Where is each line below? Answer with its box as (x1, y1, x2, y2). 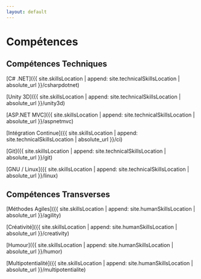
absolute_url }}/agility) (6, 212, 61, 219)
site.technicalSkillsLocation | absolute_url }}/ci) (6, 135, 123, 143)
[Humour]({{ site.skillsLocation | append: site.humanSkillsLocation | (6, 242, 173, 249)
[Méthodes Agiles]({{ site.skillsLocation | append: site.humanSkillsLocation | (6, 205, 196, 213)
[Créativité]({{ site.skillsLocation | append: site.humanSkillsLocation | (6, 223, 178, 231)
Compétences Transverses (6, 190, 110, 200)
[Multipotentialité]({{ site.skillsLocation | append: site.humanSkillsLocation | (6, 260, 194, 267)
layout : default (6, 8, 47, 15)
